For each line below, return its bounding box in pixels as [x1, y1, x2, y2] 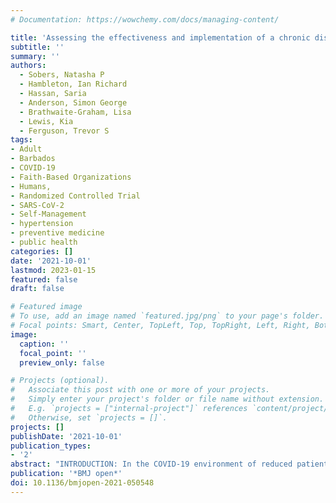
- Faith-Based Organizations [10, 172, 132, 182]
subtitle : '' [10, 42, 65, 52]
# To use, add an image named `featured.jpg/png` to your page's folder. [10, 311, 325, 321]
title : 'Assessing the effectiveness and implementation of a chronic [10, 32, 311, 43]
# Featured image [10, 302, 83, 312]
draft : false [10, 284, 65, 294]
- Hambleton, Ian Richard [19, 79, 128, 90]
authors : [10, 61, 47, 71]
